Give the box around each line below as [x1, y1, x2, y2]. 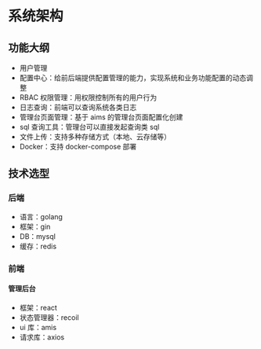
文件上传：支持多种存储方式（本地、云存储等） [19, 132, 171, 141]
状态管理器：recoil [19, 312, 80, 322]
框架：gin [19, 222, 51, 231]
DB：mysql [19, 231, 56, 241]
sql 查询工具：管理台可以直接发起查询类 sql [19, 123, 160, 131]
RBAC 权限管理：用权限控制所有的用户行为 [19, 93, 158, 102]
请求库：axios [19, 332, 65, 342]
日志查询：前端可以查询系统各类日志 [19, 103, 137, 112]
